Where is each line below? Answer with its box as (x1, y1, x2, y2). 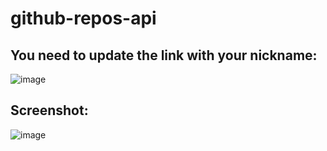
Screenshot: (10, 102, 89, 119)
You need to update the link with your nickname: (10, 47, 318, 64)
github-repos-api (10, 7, 157, 30)
